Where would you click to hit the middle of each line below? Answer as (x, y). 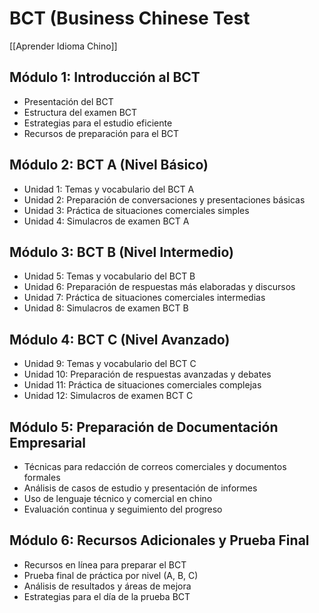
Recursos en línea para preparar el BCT (105, 564)
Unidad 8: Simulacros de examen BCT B (106, 308)
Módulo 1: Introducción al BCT (105, 77)
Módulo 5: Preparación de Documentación (144, 427)
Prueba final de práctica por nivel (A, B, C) (111, 575)
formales (42, 477)
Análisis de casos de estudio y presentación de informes (140, 488)
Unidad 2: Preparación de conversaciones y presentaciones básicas (164, 199)
